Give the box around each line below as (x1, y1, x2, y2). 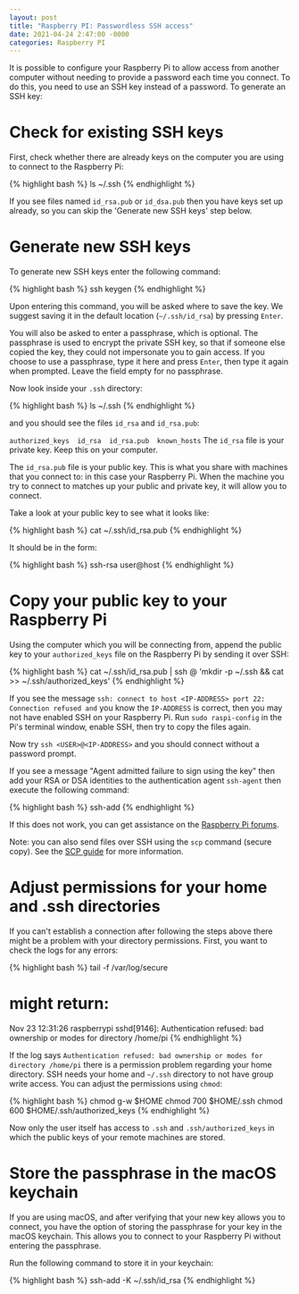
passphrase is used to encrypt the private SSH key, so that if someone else (9, 337, 286, 349)
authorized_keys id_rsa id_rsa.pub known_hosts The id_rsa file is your (9, 435, 285, 446)
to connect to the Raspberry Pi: (9, 162, 124, 172)
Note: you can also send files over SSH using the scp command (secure (9, 836, 272, 847)
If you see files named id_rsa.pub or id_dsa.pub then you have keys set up (9, 196, 284, 206)
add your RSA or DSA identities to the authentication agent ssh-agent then (9, 775, 281, 786)
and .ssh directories (9, 896, 161, 917)
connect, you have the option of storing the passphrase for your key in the (9, 1221, 283, 1231)
